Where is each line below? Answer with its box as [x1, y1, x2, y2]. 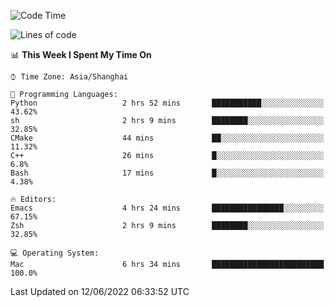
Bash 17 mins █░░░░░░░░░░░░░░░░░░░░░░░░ [10, 168, 325, 178]
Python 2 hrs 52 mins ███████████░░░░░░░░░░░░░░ [10, 98, 325, 108]
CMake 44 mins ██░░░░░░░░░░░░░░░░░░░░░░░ [10, 133, 325, 143]
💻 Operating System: [10, 248, 100, 258]
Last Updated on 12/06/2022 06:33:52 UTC [10, 286, 190, 297]
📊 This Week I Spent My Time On [10, 49, 152, 60]
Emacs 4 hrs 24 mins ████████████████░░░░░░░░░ [10, 203, 325, 213]
